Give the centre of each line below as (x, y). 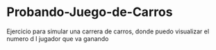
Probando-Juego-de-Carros (90, 12)
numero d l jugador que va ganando (58, 38)
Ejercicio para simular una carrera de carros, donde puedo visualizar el (108, 31)
